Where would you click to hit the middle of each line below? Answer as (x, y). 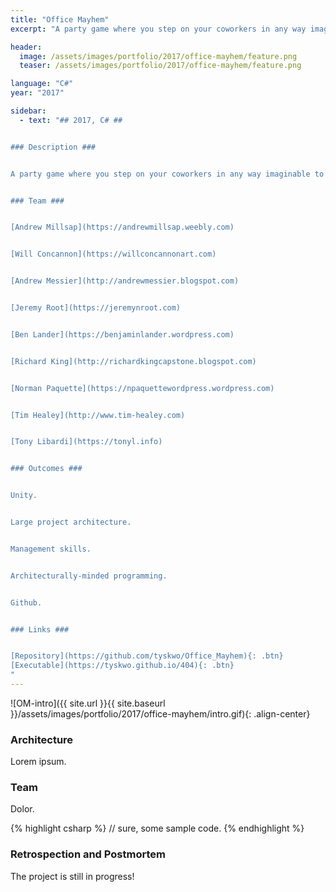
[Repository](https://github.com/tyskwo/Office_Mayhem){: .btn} (147, 656)
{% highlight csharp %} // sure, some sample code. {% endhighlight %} (157, 828)
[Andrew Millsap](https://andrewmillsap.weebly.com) (122, 227)
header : (26, 47)
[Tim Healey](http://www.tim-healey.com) (98, 415)
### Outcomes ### (46, 469)
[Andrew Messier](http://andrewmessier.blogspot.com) (125, 281)
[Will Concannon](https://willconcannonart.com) (113, 254)
